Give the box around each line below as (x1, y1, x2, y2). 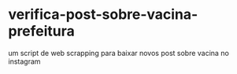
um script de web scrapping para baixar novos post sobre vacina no (8, 48, 230, 57)
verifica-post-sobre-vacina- (8, 6, 198, 24)
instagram (8, 57, 41, 66)
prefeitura (8, 22, 75, 40)
